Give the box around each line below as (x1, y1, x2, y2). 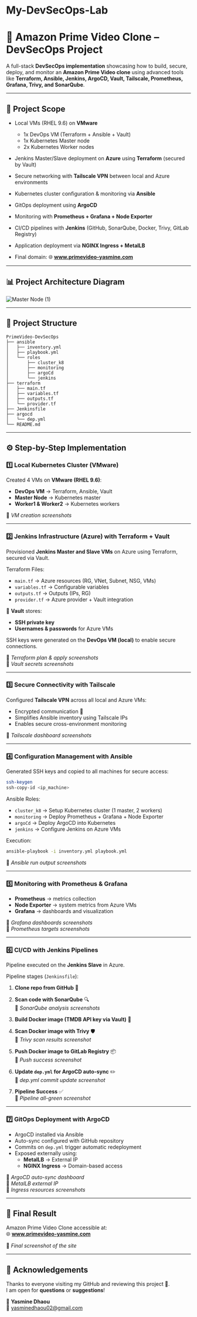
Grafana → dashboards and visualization (14, 908, 113, 915)
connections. (6, 642, 38, 649)
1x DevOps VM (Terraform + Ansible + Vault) (23, 131, 131, 138)
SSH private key (14, 619, 55, 626)
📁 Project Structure (6, 319, 77, 329)
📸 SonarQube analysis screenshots (14, 1004, 100, 1011)
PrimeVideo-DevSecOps (6, 334, 59, 340)
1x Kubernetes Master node (23, 137, 90, 144)
